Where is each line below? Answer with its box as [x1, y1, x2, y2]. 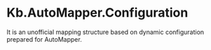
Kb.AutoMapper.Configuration [6, 5, 189, 21]
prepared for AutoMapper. [6, 35, 82, 43]
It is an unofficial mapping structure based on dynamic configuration [6, 28, 205, 36]
